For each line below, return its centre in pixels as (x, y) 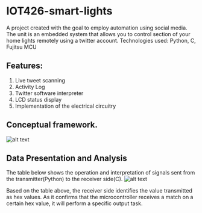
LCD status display (38, 99)
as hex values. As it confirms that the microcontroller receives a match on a (100, 197)
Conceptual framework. (52, 125)
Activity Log (30, 87)
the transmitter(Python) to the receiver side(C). (65, 179)
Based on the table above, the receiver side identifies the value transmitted (99, 191)
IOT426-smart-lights (59, 11)
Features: (25, 66)
